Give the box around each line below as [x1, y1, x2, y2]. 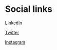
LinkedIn [5, 20, 22, 26]
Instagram [5, 39, 25, 45]
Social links [5, 3, 53, 15]
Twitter [5, 29, 19, 35]
